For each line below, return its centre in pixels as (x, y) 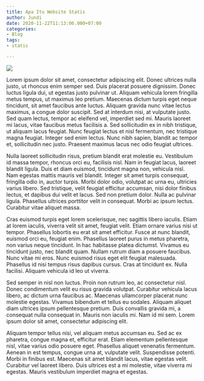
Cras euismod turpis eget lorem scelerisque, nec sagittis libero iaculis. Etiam (102, 219)
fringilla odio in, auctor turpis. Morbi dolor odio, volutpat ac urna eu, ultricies (102, 181)
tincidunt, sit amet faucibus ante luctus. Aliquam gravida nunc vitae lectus (99, 105)
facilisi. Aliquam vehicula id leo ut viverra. (58, 271)
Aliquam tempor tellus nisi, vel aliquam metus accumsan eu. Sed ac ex (94, 333)
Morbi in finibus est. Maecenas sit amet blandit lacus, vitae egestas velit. (97, 359)
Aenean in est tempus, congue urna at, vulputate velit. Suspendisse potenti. (101, 352)
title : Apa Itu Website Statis (46, 12)
